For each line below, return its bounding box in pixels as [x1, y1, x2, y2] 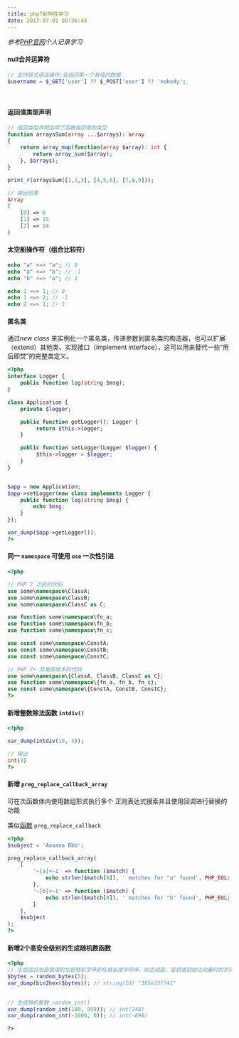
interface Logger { [7, 373, 65, 380]
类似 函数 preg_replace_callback [7, 820, 102, 829]
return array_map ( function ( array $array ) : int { [20, 144, 167, 151]
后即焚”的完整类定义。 [7, 352, 73, 360]
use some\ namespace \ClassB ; [7, 594, 91, 601]
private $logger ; [20, 405, 72, 412]
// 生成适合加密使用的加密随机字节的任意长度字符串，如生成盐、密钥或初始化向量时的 [7, 966, 224, 974]
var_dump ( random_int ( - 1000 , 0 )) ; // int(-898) [7, 1012, 148, 1020]
